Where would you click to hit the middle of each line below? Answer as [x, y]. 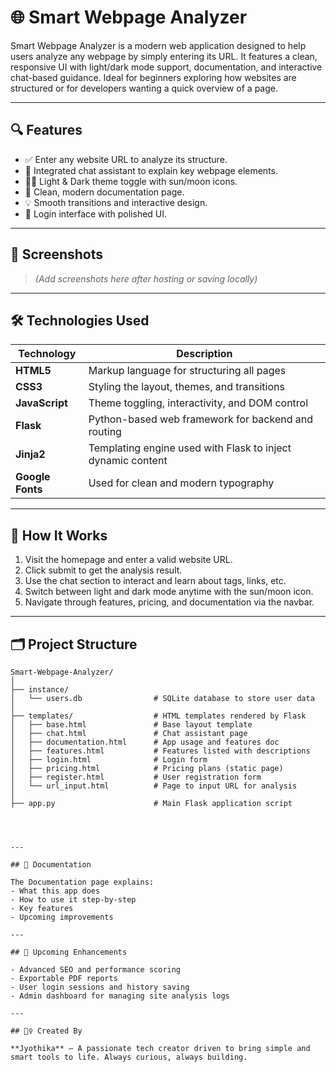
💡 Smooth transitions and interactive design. [116, 202]
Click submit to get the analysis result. [103, 570]
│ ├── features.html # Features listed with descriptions [160, 751]
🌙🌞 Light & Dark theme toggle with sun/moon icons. [131, 181]
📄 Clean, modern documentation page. [104, 192]
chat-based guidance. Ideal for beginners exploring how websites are [153, 77]
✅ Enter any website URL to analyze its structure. [126, 159]
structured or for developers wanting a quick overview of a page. [144, 88]
